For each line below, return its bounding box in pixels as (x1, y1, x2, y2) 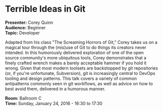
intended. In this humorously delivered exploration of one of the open (5, 50, 144, 55)
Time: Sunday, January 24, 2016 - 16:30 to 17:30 (5, 100, 103, 106)
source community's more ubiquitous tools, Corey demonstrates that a (5, 55, 147, 60)
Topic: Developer (5, 30, 40, 36)
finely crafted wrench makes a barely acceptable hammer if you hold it (5, 60, 147, 66)
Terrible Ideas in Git (5, 3, 86, 15)
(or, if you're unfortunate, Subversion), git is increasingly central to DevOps (5, 70, 156, 76)
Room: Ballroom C (5, 95, 42, 101)
